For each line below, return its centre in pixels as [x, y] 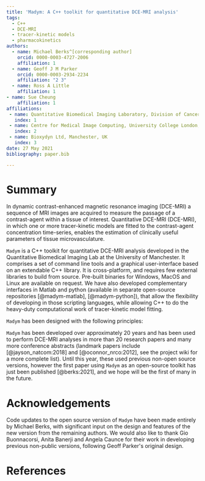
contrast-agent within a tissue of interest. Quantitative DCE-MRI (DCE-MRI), [101, 219]
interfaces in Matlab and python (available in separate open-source [91, 290]
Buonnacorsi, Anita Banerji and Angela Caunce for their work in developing [100, 439]
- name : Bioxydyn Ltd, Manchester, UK [58, 137]
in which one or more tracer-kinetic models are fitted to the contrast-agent [100, 226]
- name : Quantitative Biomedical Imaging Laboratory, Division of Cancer [105, 114]
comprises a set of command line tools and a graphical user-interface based [103, 264]
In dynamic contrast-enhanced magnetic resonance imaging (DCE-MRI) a [99, 207]
